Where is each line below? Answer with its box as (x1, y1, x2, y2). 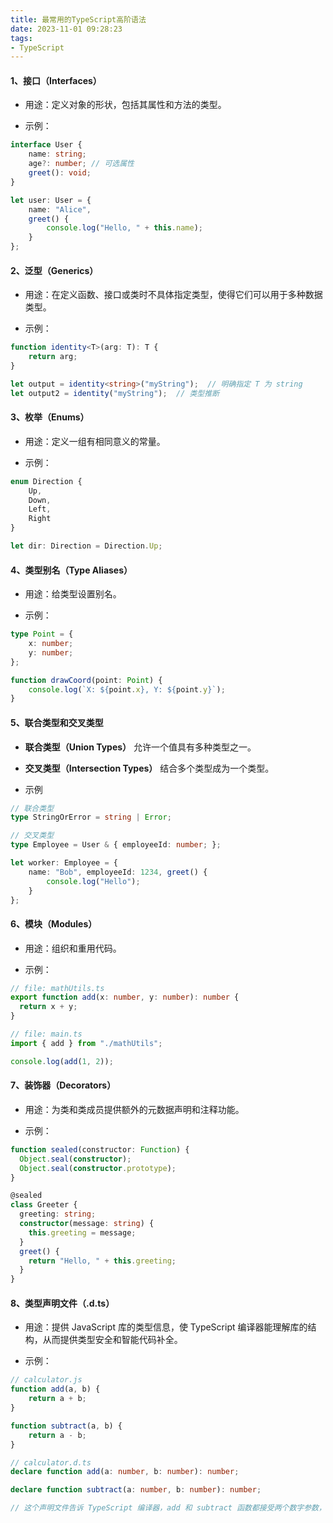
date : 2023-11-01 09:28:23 (10, 24, 123, 34)
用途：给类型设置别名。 (24, 588, 122, 600)
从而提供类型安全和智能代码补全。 (42, 1334, 183, 1346)
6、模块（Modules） (10, 917, 98, 930)
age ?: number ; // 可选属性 (28, 159, 135, 169)
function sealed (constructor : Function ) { (10, 1144, 190, 1155)
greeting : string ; (19, 1209, 97, 1220)
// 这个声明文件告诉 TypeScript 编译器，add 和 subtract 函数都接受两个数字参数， (10, 1503, 327, 1513)
